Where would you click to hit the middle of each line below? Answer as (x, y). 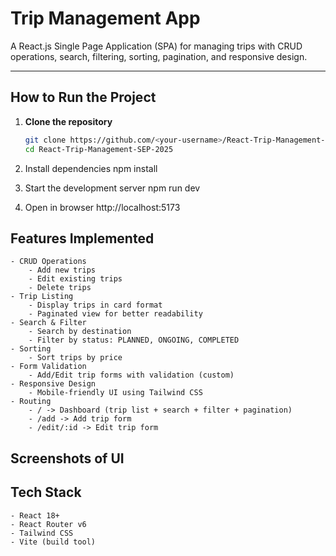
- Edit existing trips (75, 279)
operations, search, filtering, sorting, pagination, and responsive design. (159, 56)
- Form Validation (48, 367)
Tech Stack (46, 492)
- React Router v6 (48, 524)
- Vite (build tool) (53, 542)
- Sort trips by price (75, 358)
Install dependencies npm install (91, 168)
